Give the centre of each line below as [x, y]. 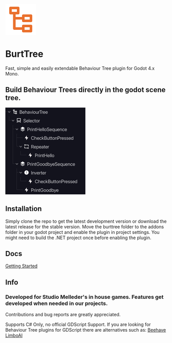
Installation [24, 209]
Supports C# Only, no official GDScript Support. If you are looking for [78, 324]
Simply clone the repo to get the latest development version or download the [86, 221]
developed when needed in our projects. [57, 303]
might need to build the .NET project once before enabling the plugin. [78, 238]
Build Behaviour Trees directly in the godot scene [85, 90]
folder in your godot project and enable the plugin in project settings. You [82, 232]
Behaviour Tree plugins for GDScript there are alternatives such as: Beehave [86, 330]
